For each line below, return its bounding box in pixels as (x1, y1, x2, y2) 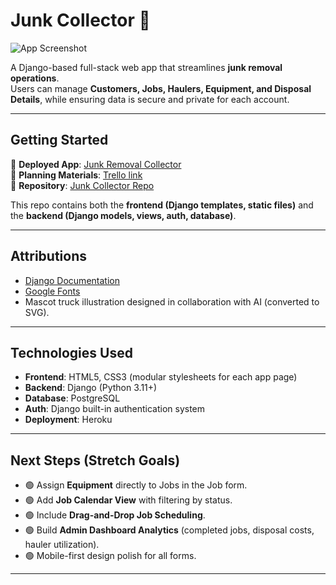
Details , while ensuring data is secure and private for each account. (10, 93, 290, 105)
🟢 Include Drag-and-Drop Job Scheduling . (24, 509, 206, 521)
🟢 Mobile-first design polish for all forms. (24, 550, 197, 562)
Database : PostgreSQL (24, 392, 121, 404)
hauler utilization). (24, 539, 100, 551)
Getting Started (10, 132, 109, 149)
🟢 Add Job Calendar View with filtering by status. (24, 494, 233, 506)
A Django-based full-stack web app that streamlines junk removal (10, 61, 283, 73)
